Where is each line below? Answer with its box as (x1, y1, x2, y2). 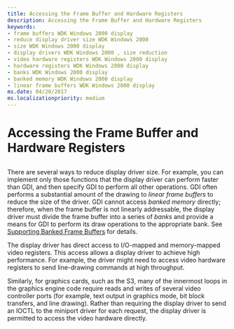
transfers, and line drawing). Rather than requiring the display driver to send (7, 299, 226, 307)
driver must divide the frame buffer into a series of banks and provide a (7, 212, 214, 220)
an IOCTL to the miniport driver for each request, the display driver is (7, 306, 207, 315)
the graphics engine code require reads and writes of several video (7, 284, 201, 293)
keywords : (7, 23, 36, 30)
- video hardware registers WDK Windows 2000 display (7, 56, 168, 63)
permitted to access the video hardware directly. (7, 314, 148, 322)
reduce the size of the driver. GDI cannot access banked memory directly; (7, 197, 221, 206)
